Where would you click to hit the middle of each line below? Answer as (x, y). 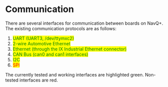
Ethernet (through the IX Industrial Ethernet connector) (70, 49)
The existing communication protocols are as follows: (61, 28)
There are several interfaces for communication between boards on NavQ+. (84, 23)
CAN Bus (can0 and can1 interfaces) (50, 54)
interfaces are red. (39, 80)
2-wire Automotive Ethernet (41, 43)
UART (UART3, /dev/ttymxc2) (43, 38)
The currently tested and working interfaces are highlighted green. (75, 74)
